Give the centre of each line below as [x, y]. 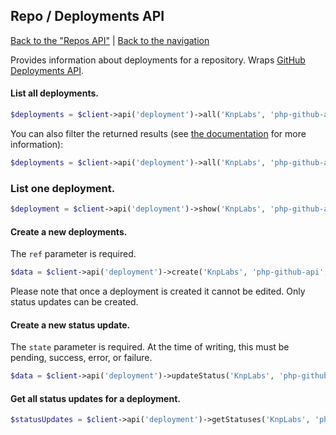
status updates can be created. [74, 302]
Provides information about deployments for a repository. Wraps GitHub [158, 60]
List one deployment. [63, 188]
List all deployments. [54, 93]
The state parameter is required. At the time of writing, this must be [150, 347]
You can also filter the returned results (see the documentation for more [158, 133]
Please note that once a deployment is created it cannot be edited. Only [158, 291]
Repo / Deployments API [87, 16]
